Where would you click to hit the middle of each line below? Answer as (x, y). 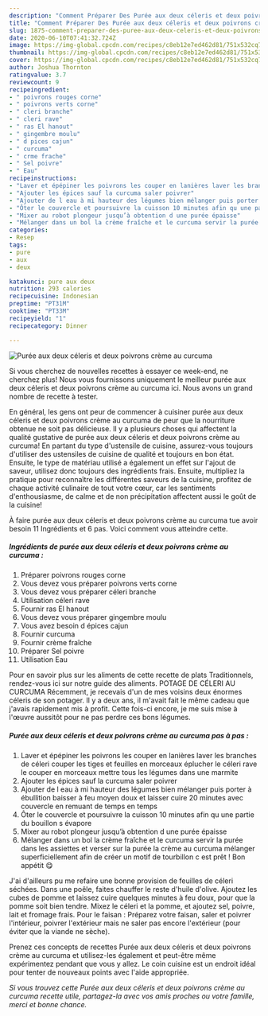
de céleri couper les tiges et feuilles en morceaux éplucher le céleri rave (139, 764)
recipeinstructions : (43, 179)
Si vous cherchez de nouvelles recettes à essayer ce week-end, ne (119, 371)
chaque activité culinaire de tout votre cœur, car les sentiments (113, 488)
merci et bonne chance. (48, 1005)
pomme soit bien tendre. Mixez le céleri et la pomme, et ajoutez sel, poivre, (132, 906)
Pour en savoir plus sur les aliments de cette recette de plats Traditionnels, (131, 675)
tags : (18, 245)
